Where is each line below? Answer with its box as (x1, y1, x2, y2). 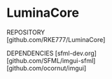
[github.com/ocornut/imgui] (6, 64, 87, 72)
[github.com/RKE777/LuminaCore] (6, 35, 106, 43)
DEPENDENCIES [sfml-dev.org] (6, 49, 97, 57)
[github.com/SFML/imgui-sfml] (6, 56, 96, 64)
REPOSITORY (6, 28, 45, 36)
